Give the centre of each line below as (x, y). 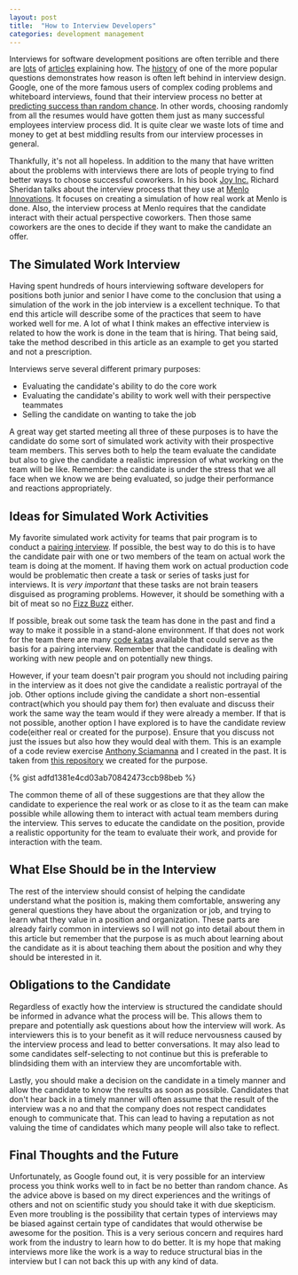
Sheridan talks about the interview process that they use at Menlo (129, 189)
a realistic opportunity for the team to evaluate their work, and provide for (143, 832)
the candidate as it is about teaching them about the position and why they (145, 948)
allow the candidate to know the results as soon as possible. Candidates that (149, 1090)
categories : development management (77, 34)
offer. (19, 237)
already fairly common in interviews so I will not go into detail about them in (147, 929)
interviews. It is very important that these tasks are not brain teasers (134, 585)
